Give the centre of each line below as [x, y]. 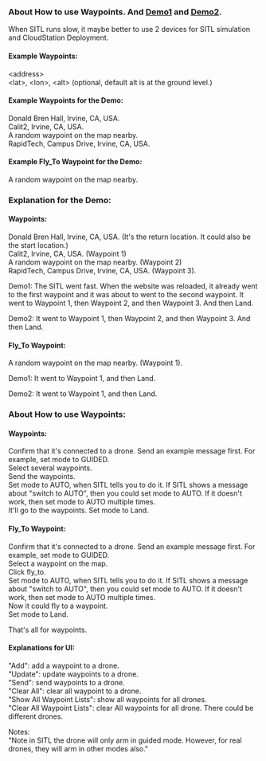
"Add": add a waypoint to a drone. [64, 665]
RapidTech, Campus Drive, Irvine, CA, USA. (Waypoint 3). [102, 271]
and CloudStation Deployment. [59, 37]
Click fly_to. [27, 571]
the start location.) [39, 245]
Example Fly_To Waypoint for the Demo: [75, 162]
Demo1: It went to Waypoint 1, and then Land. [82, 379]
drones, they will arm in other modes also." [78, 748]
